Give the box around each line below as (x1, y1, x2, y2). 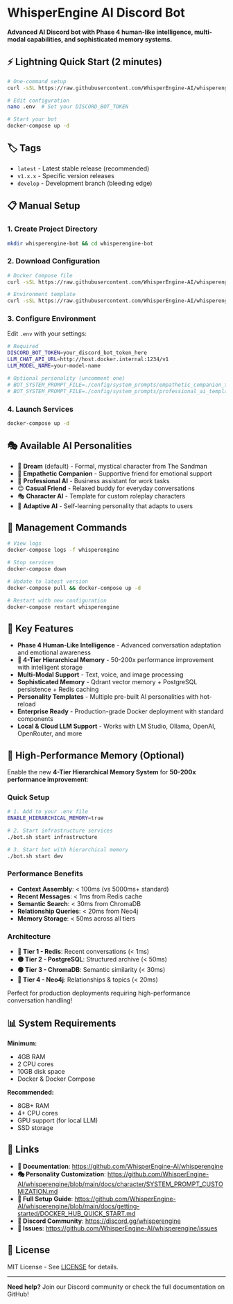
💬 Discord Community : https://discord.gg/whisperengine (17, 1217, 182, 1225)
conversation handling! (7, 996, 73, 1005)
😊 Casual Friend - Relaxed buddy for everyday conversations (17, 484, 196, 492)
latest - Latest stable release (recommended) (17, 164, 150, 173)
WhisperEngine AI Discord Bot (7, 5, 185, 21)
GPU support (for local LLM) (17, 1116, 98, 1124)
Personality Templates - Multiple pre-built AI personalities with (17, 693, 199, 701)
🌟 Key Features (7, 623, 74, 634)
